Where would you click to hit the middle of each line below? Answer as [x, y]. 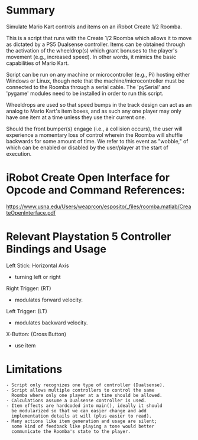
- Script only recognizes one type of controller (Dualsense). [86, 385]
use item [25, 345]
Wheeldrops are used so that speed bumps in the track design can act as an [99, 104]
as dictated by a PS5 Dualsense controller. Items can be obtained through [96, 44]
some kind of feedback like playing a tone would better [83, 426]
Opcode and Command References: [95, 190]
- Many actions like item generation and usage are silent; [82, 421]
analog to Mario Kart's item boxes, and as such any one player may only [94, 111]
